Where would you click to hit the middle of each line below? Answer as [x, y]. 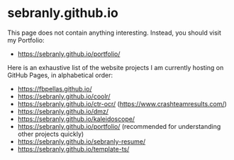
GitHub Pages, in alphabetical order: [60, 75]
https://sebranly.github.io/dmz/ [63, 111]
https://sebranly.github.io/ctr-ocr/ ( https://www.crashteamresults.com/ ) [122, 103]
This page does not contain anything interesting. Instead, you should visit [115, 33]
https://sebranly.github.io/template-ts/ [73, 149]
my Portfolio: [26, 40]
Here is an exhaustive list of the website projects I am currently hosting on [116, 67]
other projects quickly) [51, 134]
